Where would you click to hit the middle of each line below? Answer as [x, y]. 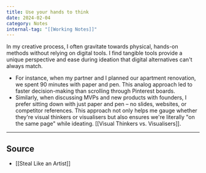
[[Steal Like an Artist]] [43, 164]
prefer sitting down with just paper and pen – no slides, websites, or [101, 104]
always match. [25, 66]
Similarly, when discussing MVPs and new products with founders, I [101, 98]
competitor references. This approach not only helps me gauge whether [106, 110]
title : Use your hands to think [48, 12]
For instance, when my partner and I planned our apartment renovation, [105, 78]
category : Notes [27, 23]
